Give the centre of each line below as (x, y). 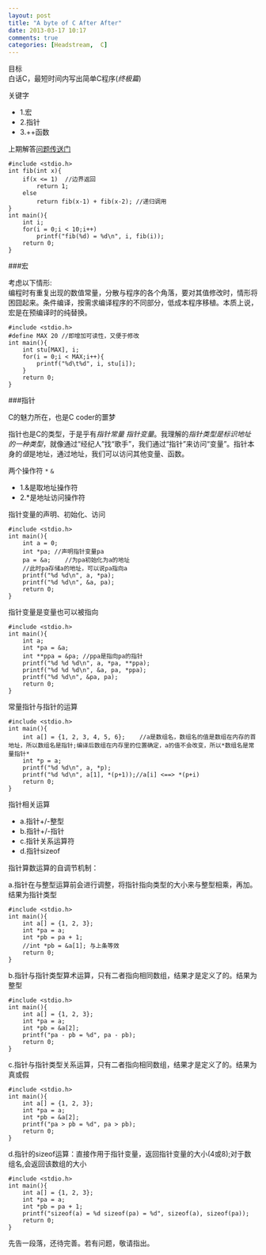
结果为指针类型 (32, 895)
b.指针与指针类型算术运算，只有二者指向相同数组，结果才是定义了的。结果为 (133, 976)
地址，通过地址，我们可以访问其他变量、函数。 (112, 454)
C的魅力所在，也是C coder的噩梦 (62, 417)
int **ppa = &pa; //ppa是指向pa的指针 (83, 656)
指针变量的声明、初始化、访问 (57, 514)
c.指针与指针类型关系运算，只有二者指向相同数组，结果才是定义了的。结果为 (133, 1065)
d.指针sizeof (40, 851)
